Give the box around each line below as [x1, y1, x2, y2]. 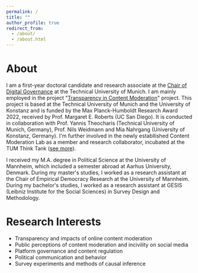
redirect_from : [6, 25, 44, 32]
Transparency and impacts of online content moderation [14, 234, 152, 241]
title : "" [6, 14, 31, 20]
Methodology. [6, 194, 40, 201]
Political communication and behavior [14, 253, 107, 261]
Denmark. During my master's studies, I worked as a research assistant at [6, 169, 187, 176]
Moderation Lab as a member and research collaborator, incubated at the [6, 138, 185, 146]
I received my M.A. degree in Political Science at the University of [6, 156, 166, 164]
